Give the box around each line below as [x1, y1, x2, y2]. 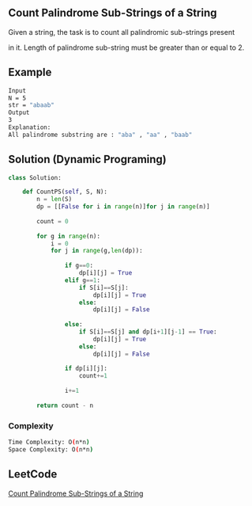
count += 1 [78, 372, 108, 380]
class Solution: [8, 173, 62, 181]
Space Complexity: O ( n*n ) [8, 445, 93, 454]
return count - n [36, 401, 93, 409]
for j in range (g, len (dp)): [50, 247, 144, 255]
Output [8, 108, 30, 117]
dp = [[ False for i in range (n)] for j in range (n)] [36, 203, 211, 211]
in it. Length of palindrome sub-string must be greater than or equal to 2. [8, 43, 245, 52]
